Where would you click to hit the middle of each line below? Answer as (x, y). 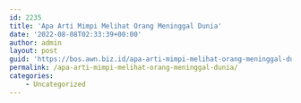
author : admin (36, 43)
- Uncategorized (56, 84)
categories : (31, 76)
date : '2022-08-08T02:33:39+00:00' (76, 34)
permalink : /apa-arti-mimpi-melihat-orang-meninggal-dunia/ (124, 68)
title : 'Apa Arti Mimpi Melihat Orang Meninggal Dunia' (116, 26)
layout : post (34, 51)
